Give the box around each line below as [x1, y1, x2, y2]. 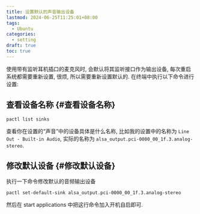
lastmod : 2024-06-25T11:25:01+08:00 [6, 14, 98, 20]
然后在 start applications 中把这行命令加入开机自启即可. [6, 201, 143, 209]
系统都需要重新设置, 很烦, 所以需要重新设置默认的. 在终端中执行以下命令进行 [6, 73, 194, 80]
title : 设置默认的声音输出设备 [6, 8, 74, 15]
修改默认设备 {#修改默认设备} [6, 160, 116, 171]
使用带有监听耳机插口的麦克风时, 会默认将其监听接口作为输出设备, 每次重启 [6, 65, 191, 72]
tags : [6, 20, 20, 26]
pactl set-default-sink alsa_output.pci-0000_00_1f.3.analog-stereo [6, 190, 181, 196]
